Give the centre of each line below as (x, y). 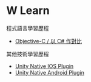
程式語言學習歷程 (28, 28)
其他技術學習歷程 (28, 54)
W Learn (28, 11)
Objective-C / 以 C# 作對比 (48, 41)
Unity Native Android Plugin (50, 72)
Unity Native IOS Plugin (44, 66)
